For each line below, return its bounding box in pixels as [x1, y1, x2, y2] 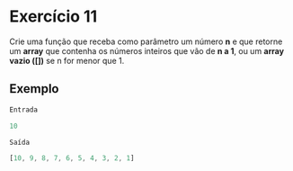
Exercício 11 [9, 6, 98, 27]
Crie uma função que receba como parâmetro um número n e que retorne [9, 36, 283, 47]
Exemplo [9, 81, 59, 96]
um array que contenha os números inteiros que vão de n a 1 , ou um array [9, 45, 285, 56]
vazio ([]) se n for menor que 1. [9, 55, 125, 66]
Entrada [9, 105, 39, 114]
